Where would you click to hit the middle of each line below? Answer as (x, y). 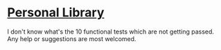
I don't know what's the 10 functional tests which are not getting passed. (111, 32)
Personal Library (56, 13)
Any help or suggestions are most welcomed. (72, 38)
